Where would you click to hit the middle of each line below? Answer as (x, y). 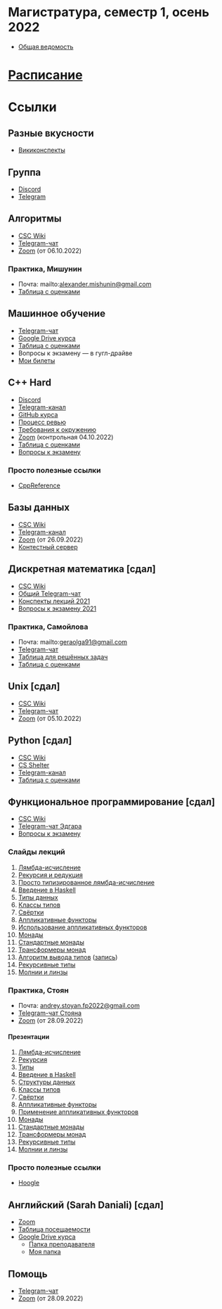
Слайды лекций (37, 852)
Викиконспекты (41, 150)
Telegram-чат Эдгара (50, 826)
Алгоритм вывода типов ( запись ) (68, 957)
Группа (25, 172)
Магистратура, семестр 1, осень (109, 12)
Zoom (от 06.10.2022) (50, 250)
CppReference (39, 485)
